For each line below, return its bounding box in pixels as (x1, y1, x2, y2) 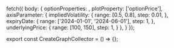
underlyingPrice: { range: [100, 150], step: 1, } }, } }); (6, 24, 135, 31)
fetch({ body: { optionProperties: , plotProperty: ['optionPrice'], (6, 5, 163, 12)
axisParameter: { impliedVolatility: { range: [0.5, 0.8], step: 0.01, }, (6, 11, 169, 18)
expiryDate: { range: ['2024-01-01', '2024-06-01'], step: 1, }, (6, 18, 155, 24)
